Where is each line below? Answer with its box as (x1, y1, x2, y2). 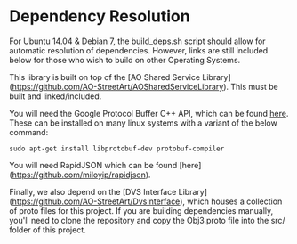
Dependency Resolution (9, 6, 190, 27)
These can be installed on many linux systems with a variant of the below (9, 118, 277, 128)
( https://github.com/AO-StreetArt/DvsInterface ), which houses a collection (9, 196, 283, 207)
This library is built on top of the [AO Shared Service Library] (9, 71, 231, 82)
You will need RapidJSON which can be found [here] (9, 159, 202, 170)
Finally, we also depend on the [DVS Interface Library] (9, 186, 207, 197)
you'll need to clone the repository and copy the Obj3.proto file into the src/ (9, 215, 286, 225)
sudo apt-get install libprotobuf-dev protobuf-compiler (9, 144, 225, 153)
